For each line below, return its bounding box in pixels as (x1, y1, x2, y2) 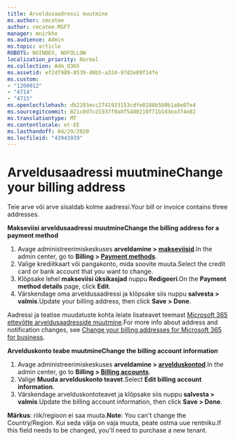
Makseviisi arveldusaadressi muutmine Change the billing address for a (7, 224, 220, 232)
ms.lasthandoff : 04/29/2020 (7, 128, 90, 135)
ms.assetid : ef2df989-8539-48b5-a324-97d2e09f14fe (7, 69, 159, 76)
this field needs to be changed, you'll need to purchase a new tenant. (7, 426, 208, 435)
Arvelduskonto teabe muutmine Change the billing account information (7, 347, 219, 355)
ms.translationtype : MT (7, 114, 77, 121)
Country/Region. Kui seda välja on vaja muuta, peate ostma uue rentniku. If (7, 419, 222, 427)
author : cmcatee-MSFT (7, 23, 71, 30)
